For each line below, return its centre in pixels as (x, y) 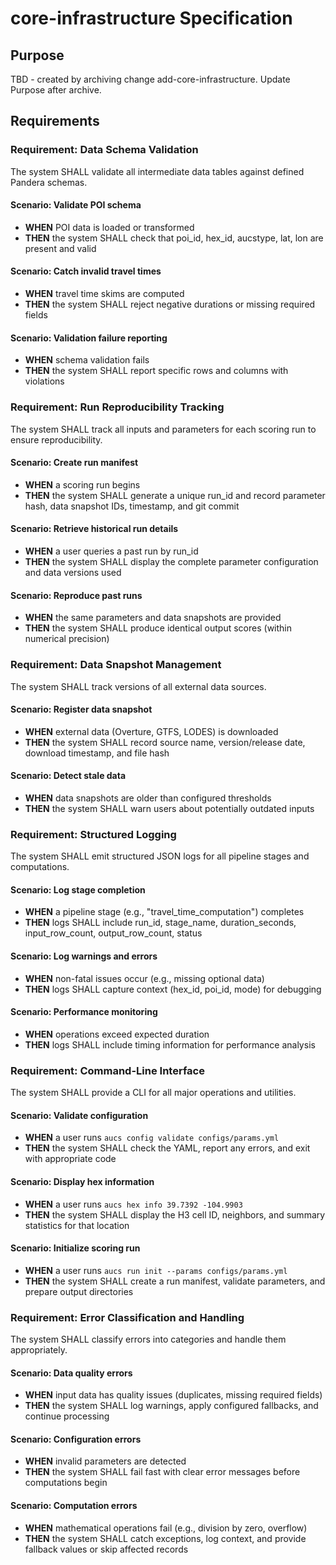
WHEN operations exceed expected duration (117, 1034)
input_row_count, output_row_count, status (113, 933)
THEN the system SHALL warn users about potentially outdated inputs (169, 808)
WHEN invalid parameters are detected (105, 1461)
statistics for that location (77, 1225)
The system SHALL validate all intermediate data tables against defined (157, 171)
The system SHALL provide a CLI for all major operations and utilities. (153, 1093)
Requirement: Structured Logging (93, 834)
